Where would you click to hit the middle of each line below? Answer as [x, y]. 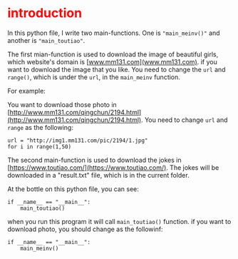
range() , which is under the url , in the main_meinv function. [94, 77]
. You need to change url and [185, 120]
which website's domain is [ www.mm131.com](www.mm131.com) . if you [112, 61]
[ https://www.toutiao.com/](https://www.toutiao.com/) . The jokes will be [113, 167]
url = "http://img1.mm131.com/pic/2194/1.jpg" [78, 141]
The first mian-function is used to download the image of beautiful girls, [113, 54]
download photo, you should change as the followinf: [85, 229]
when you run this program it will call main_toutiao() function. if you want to [119, 221]
